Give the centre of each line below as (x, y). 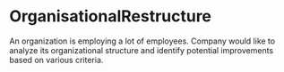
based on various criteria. (56, 60)
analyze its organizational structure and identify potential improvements (142, 50)
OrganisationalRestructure (111, 16)
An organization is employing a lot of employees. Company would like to (142, 41)
